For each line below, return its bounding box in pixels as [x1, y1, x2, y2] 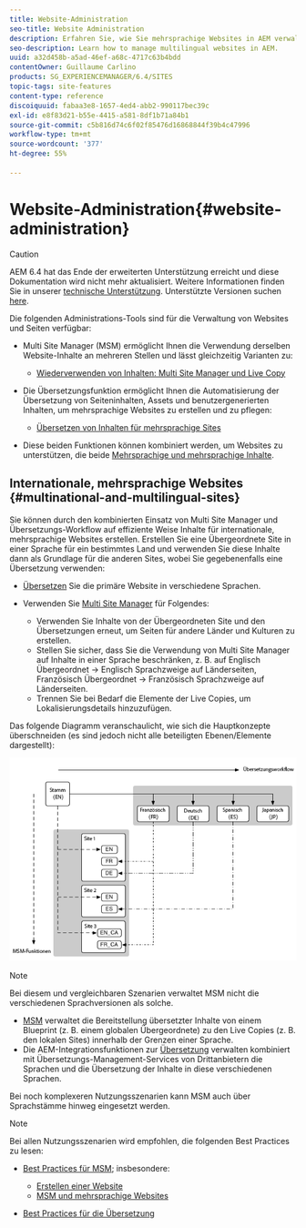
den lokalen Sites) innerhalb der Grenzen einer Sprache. [22, 1034, 234, 1046]
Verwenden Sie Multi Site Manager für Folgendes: [22, 597, 209, 609]
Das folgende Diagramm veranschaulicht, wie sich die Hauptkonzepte [9, 720, 271, 731]
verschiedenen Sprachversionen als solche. [9, 998, 174, 1009]
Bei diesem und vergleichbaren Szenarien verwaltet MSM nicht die [9, 988, 260, 999]
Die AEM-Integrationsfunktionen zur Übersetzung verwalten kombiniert [22, 1044, 291, 1055]
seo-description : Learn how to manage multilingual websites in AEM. [9, 44, 280, 53]
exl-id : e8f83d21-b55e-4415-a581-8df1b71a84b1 [9, 110, 189, 120]
